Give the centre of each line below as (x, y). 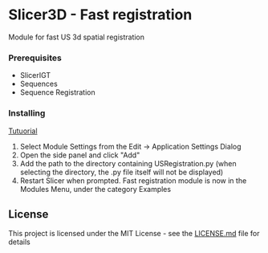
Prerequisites (35, 58)
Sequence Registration (58, 92)
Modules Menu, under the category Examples (95, 189)
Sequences (39, 84)
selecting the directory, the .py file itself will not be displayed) (122, 172)
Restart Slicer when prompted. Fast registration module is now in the (133, 180)
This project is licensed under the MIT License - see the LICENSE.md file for (134, 234)
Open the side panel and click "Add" (80, 155)
